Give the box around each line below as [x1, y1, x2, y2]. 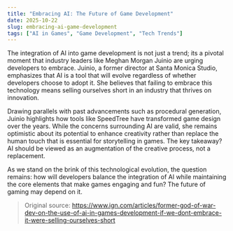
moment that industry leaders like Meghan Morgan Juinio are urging [7, 57, 204, 65]
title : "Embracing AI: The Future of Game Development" [7, 10, 174, 17]
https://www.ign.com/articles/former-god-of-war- [71, 201, 216, 210]
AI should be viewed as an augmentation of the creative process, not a [7, 144, 211, 153]
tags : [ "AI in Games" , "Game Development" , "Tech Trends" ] [7, 29, 183, 37]
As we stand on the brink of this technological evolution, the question [7, 165, 207, 174]
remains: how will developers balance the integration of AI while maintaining [7, 173, 227, 181]
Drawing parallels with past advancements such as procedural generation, [7, 107, 222, 115]
